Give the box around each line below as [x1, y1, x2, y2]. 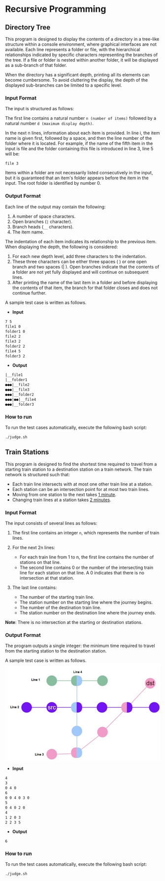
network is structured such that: [5, 471, 70, 477]
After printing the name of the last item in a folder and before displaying [12, 279, 158, 285]
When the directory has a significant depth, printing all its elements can [5, 72, 150, 77]
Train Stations [5, 448, 49, 457]
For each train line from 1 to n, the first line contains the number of [19, 554, 154, 560]
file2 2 [5, 334, 21, 339]
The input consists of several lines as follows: [5, 521, 98, 526]
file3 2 [5, 339, 21, 344]
